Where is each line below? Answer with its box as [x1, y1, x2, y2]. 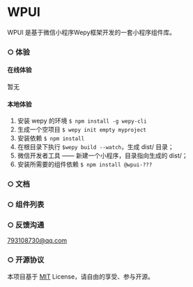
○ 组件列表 [7, 200, 45, 210]
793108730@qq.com [7, 236, 68, 245]
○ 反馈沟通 [7, 220, 45, 230]
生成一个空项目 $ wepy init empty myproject [17, 125, 147, 134]
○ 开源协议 [7, 255, 45, 265]
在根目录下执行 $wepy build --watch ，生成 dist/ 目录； [17, 143, 174, 151]
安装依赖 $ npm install [17, 134, 85, 143]
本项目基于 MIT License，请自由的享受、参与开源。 [7, 272, 155, 281]
